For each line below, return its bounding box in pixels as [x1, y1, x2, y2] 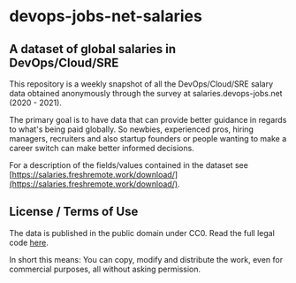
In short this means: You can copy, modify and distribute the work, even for [9, 254, 284, 264]
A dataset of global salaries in [9, 42, 177, 57]
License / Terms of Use [9, 204, 139, 219]
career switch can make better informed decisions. [9, 143, 194, 153]
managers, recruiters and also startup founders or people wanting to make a [9, 134, 287, 143]
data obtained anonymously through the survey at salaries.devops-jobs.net [9, 88, 283, 98]
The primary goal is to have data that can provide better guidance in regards [9, 115, 287, 125]
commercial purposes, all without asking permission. [9, 264, 201, 274]
